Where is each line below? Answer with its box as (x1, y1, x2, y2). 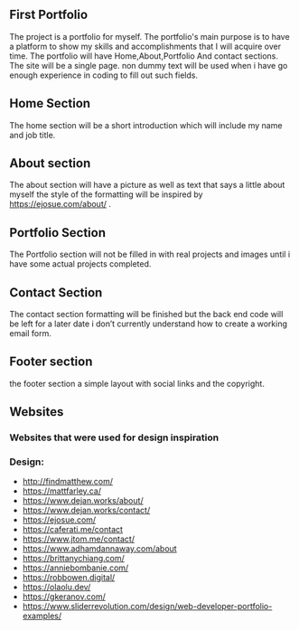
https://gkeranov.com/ (22, 591, 106, 602)
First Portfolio (9, 7, 89, 23)
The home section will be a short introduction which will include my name (9, 119, 283, 130)
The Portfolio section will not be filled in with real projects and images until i (9, 249, 291, 260)
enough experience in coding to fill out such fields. (9, 70, 199, 80)
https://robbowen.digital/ (22, 572, 116, 583)
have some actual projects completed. (9, 259, 152, 269)
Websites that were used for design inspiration (9, 431, 220, 444)
